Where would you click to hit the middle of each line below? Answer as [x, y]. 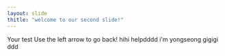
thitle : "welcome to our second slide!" [66, 20]
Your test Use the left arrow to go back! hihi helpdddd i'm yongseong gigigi [113, 39]
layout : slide [27, 13]
